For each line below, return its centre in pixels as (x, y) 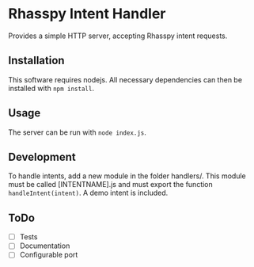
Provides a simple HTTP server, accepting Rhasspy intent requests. (118, 36)
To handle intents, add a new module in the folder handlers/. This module (127, 176)
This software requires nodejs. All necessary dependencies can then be (125, 79)
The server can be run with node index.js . (77, 132)
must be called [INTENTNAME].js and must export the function (111, 185)
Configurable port (49, 255)
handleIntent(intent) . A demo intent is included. (88, 193)
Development (42, 156)
